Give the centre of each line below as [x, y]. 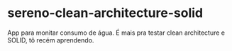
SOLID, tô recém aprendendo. [51, 40]
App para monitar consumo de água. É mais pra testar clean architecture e [116, 33]
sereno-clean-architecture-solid [105, 13]
